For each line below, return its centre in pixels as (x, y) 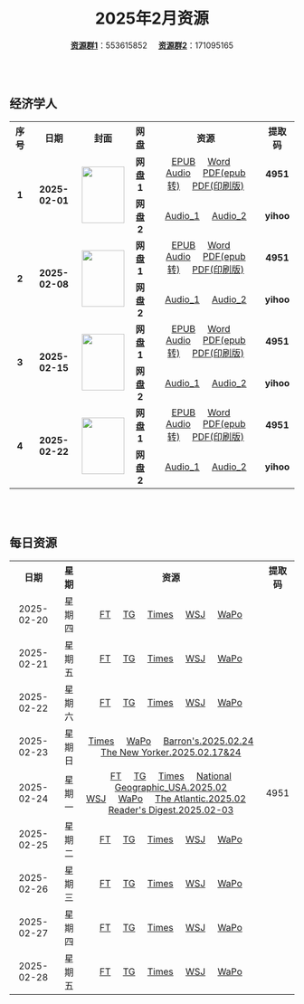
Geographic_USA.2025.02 (171, 787)
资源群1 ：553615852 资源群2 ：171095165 (152, 45)
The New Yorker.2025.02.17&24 (171, 752)
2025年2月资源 (152, 19)
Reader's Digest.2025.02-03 (171, 810)
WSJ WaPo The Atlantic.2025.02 (166, 799)
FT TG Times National (171, 776)
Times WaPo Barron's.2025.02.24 (171, 741)
